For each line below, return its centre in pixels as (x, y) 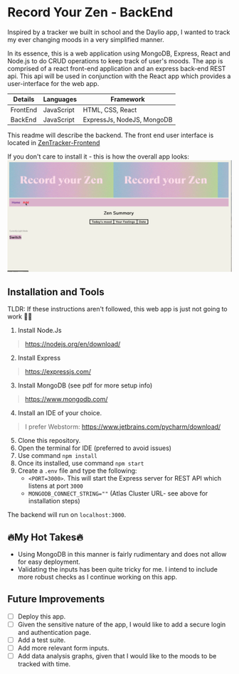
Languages (60, 100)
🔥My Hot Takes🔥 (46, 537)
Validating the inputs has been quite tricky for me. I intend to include (118, 569)
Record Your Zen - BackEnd (90, 12)
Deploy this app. (42, 616)
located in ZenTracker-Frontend (54, 143)
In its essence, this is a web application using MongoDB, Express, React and (119, 53)
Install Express (39, 358)
